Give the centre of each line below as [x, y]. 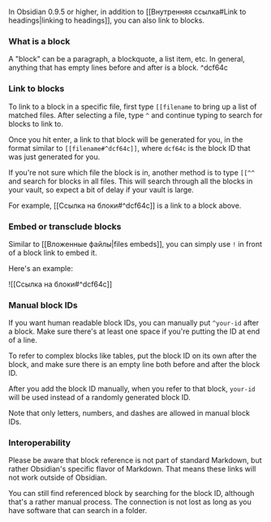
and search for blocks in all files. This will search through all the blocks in [131, 181]
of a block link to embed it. [53, 252]
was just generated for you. [54, 157]
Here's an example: [41, 268]
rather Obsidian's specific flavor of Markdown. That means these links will [132, 469]
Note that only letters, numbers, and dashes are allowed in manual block [129, 413]
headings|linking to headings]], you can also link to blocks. [107, 20]
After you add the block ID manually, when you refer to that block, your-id [132, 389]
